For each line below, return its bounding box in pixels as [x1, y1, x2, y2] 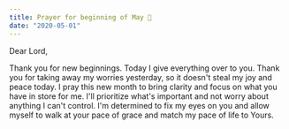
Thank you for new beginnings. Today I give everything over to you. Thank [9, 63, 280, 73]
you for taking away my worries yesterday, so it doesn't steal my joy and [9, 72, 272, 82]
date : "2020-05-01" [9, 21, 81, 30]
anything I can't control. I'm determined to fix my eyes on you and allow [9, 100, 270, 110]
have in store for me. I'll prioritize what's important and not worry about [9, 90, 270, 102]
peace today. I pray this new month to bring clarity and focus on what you [9, 81, 278, 92]
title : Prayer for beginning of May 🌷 [9, 12, 152, 22]
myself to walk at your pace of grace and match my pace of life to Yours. [9, 110, 274, 120]
